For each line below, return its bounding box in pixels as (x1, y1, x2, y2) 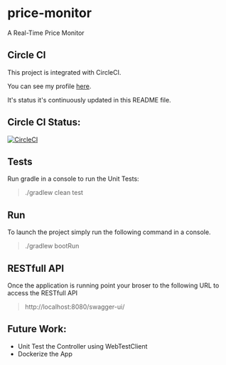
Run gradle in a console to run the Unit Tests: (7, 174, 140, 183)
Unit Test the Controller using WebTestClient (17, 342, 148, 350)
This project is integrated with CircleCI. (7, 68, 122, 76)
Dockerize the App (17, 349, 73, 358)
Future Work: (7, 323, 67, 335)
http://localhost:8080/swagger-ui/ (24, 302, 125, 311)
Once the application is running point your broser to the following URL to (7, 281, 220, 290)
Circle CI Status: (7, 116, 81, 129)
